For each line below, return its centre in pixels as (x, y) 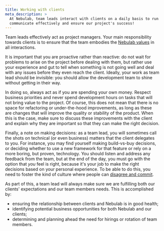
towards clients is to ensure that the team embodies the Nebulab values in (80, 42)
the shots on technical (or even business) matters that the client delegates (80, 138)
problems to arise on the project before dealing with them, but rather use (79, 62)
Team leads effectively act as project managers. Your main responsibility (78, 37)
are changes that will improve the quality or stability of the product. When (79, 113)
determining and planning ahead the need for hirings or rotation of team (85, 219)
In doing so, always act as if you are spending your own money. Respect (78, 92)
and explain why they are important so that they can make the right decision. (82, 124)
